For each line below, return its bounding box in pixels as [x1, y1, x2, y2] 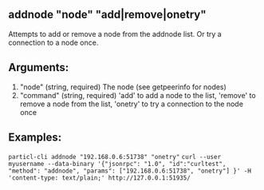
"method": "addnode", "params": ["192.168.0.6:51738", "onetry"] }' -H [8, 167, 251, 176]
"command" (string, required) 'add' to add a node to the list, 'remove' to [19, 90, 257, 100]
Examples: [8, 131, 62, 144]
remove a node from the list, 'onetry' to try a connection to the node [19, 99, 243, 109]
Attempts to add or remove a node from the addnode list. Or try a [8, 29, 222, 38]
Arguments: [8, 61, 69, 74]
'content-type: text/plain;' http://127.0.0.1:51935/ [8, 174, 191, 182]
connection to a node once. [8, 38, 99, 47]
